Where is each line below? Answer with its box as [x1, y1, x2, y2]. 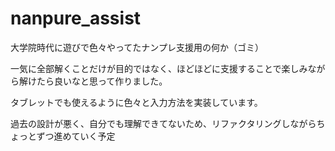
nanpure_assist [10, 7, 142, 30]
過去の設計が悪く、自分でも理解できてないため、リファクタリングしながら [10, 117, 317, 129]
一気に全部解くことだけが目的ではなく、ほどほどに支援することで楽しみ [10, 62, 308, 74]
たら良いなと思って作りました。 [36, 75, 168, 87]
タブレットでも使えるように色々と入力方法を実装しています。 [10, 96, 263, 108]
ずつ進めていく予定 [36, 130, 116, 142]
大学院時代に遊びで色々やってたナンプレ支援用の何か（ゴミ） [10, 41, 264, 53]
